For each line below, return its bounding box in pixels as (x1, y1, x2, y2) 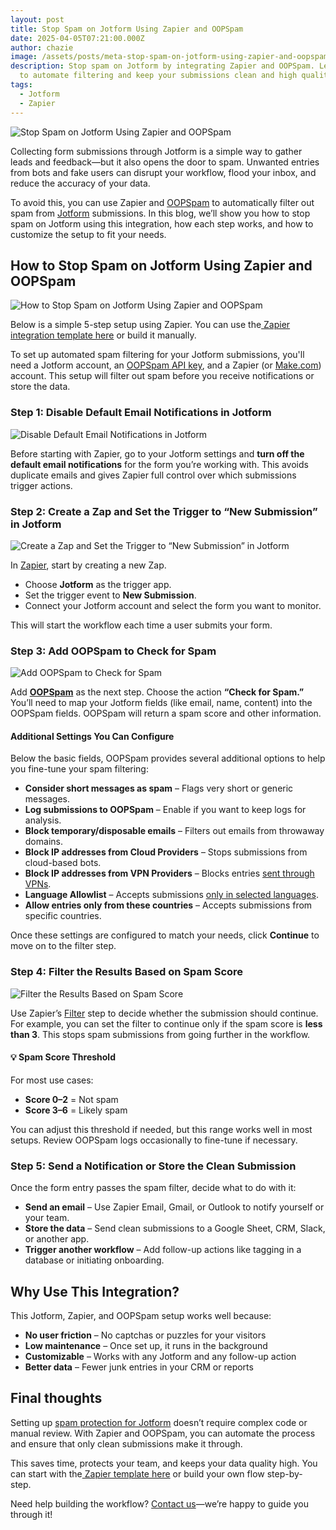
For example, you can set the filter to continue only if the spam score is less (10, 1017, 323, 1030)
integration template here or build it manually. (10, 329, 197, 341)
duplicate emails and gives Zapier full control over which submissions (10, 469, 297, 481)
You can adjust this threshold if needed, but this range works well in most (10, 1123, 313, 1135)
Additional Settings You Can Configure (10, 730, 175, 742)
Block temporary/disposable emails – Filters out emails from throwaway (24, 825, 325, 837)
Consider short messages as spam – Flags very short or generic (24, 782, 294, 795)
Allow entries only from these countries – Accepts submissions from (24, 899, 313, 911)
